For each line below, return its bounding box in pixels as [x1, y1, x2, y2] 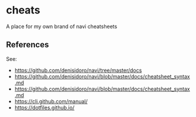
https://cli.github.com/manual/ [14, 98, 88, 105]
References [6, 40, 49, 50]
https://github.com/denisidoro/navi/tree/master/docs [14, 67, 142, 74]
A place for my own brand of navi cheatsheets [6, 23, 118, 30]
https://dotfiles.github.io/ [14, 104, 75, 111]
